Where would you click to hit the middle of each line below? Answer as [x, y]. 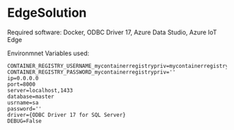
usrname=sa [23, 103]
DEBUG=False [24, 121]
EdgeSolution [47, 13]
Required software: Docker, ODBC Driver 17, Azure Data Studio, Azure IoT [112, 32]
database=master [31, 96]
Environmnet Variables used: [48, 53]
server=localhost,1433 [40, 90]
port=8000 [22, 84]
